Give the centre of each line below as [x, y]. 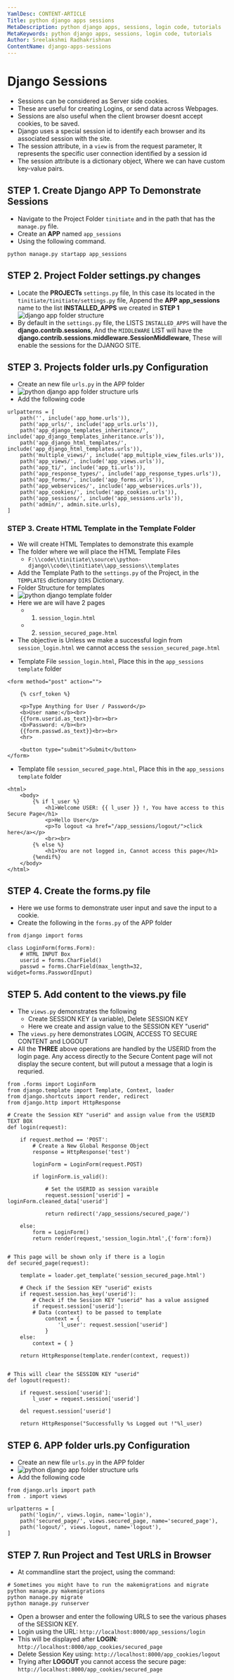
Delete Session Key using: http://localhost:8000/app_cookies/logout [119, 1654]
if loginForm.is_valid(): [71, 1177]
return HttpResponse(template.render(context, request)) [105, 1356]
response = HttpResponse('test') [82, 1152]
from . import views [38, 1497]
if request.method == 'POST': [64, 1140]
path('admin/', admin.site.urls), [70, 505]
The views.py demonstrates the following [77, 1011]
